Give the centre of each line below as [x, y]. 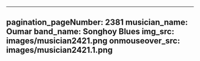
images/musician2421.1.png [60, 50]
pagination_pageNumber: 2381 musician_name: [97, 22]
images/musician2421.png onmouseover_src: [93, 41]
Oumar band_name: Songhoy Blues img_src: [90, 32]
